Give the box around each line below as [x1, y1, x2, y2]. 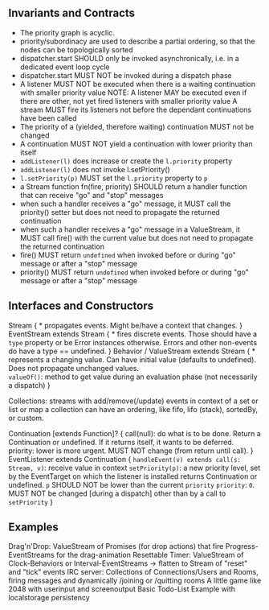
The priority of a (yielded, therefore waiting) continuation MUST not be [19, 122, 255, 131]
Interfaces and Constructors [8, 299, 154, 313]
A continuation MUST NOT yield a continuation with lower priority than [19, 138, 253, 148]
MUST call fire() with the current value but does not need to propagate [19, 233, 254, 242]
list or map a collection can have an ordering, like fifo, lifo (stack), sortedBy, [8, 404, 259, 414]
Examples [8, 521, 59, 534]
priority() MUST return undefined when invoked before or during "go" [19, 267, 249, 277]
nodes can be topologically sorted [19, 44, 134, 55]
